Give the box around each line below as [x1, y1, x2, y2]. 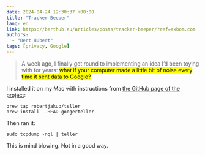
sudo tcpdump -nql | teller [6, 131, 78, 137]
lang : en [6, 20, 29, 26]
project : [6, 91, 26, 99]
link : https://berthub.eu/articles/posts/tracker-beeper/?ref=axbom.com [6, 26, 196, 32]
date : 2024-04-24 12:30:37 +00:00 [6, 9, 95, 15]
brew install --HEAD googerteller [6, 108, 95, 115]
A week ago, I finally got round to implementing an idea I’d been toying [21, 59, 199, 67]
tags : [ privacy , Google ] [6, 43, 70, 50]
